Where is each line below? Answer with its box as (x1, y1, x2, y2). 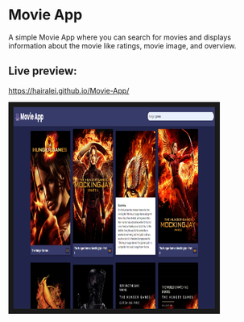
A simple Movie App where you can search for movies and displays (8, 32, 232, 42)
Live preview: (8, 65, 78, 78)
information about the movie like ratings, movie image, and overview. (8, 40, 237, 50)
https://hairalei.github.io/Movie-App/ (8, 86, 130, 95)
